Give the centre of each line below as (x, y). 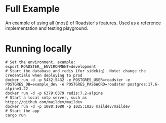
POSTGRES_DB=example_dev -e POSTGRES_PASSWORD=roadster (65, 84)
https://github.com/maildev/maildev (44, 102)
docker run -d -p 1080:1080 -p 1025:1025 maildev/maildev (68, 106)
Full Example (32, 9)
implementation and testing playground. (47, 28)
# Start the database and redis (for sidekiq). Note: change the (75, 71)
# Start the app (22, 111)
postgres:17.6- (143, 84)
